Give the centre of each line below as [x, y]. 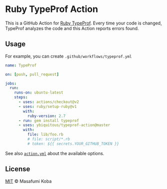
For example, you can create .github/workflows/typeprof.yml [69, 56]
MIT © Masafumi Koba [28, 181]
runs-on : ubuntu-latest [39, 93]
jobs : [11, 83]
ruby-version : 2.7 [46, 116]
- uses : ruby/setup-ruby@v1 [48, 106]
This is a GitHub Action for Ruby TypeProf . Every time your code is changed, [83, 23]
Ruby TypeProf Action [52, 9]
